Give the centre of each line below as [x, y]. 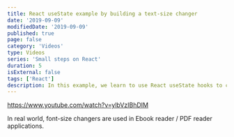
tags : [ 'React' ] [31, 79]
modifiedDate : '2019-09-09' [48, 27]
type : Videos [26, 53]
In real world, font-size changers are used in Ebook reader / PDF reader [110, 119]
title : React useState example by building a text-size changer [102, 14]
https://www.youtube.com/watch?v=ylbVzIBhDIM [78, 105]
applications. [25, 126]
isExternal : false [34, 72]
